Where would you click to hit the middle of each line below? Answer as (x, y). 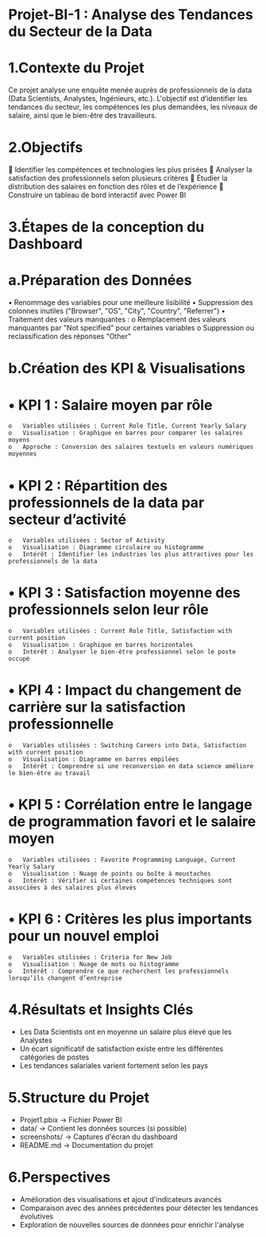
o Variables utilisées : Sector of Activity (87, 540)
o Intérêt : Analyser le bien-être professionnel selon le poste (122, 652)
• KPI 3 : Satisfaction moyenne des (124, 593)
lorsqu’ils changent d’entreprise (66, 978)
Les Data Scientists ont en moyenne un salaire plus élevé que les (126, 1032)
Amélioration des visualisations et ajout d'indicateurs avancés (121, 1199)
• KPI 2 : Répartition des (88, 485)
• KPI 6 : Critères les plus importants (130, 919)
